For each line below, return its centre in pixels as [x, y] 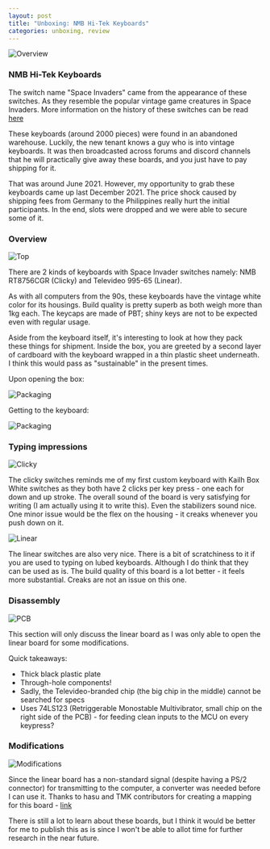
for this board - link [40, 805]
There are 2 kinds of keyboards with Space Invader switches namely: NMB [132, 272]
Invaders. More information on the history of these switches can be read [128, 109]
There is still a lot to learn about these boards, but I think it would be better [132, 821]
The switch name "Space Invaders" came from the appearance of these [128, 92]
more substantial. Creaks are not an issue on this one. [98, 580]
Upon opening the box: [46, 378]
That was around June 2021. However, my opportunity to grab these [122, 183]
